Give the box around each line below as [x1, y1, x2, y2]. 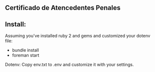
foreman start [12, 52, 40, 58]
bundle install [12, 48, 39, 53]
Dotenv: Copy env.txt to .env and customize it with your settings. [5, 62, 134, 68]
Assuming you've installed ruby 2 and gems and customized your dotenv [5, 33, 151, 39]
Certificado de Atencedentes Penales [5, 4, 121, 12]
